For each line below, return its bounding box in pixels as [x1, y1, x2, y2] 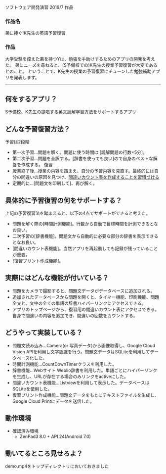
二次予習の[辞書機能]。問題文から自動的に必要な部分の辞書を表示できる [12, 233, 159, 239]
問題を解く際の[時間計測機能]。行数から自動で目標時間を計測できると [12, 221, 154, 227]
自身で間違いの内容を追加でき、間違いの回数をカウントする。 [12, 312, 138, 318]
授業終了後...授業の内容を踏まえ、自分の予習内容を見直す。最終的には [12, 168, 155, 174]
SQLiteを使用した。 [12, 385, 52, 392]
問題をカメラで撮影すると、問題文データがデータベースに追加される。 [12, 287, 155, 293]
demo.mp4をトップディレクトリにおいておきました [5, 463, 109, 469]
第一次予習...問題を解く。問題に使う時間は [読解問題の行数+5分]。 [12, 149, 147, 155]
